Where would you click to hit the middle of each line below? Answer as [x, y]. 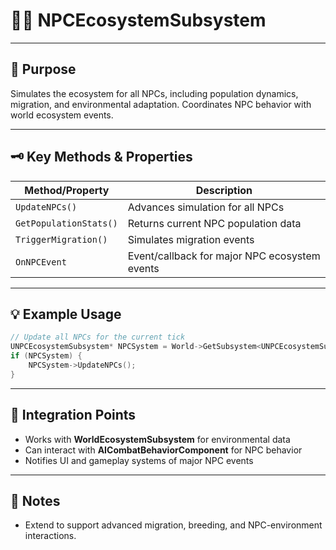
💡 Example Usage [66, 314]
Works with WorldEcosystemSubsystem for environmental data [157, 439]
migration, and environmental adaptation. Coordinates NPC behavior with [161, 104]
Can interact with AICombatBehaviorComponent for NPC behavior [163, 450]
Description [224, 190]
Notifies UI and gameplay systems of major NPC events [139, 460]
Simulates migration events [191, 239]
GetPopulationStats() [66, 223]
